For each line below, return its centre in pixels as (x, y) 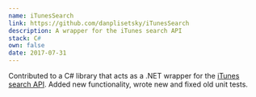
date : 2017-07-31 (38, 53)
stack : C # (25, 38)
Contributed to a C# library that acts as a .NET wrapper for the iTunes (124, 76)
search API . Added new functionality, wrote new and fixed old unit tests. (128, 84)
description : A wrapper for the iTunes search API (95, 30)
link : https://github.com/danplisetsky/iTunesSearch (99, 23)
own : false (27, 46)
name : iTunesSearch (41, 16)
